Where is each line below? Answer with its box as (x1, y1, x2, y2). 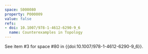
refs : (4, 21, 16, 26)
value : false (4, 16, 32, 21)
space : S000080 (4, 7, 36, 12)
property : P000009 (4, 12, 43, 17)
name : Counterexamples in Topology (9, 30, 83, 35)
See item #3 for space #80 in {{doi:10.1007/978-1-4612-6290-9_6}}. (4, 44, 144, 49)
